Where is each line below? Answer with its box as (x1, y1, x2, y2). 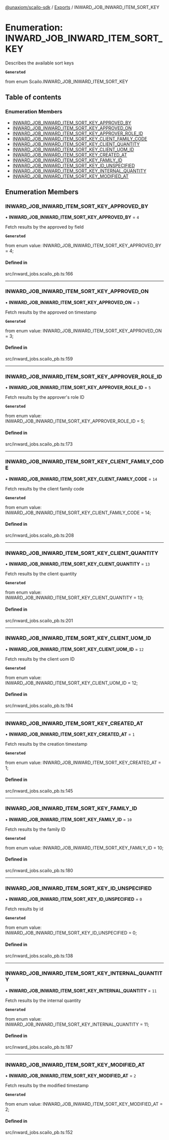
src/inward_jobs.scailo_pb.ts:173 (5, 441, 73, 447)
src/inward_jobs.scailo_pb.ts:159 (5, 356, 73, 362)
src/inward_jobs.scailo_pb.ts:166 (5, 270, 73, 276)
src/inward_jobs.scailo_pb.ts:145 (5, 788, 73, 794)
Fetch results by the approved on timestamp (5, 309, 97, 315)
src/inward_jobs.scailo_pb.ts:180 (5, 868, 73, 874)
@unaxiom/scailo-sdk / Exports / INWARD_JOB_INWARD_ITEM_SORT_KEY (5, 5, 159, 10)
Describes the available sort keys (5, 60, 74, 66)
